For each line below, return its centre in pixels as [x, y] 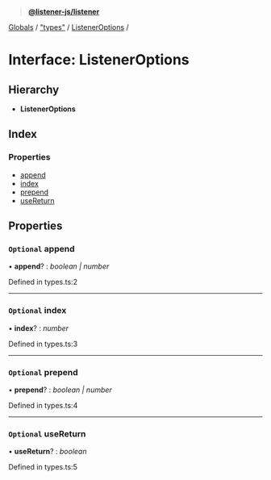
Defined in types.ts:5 [43, 467]
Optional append [42, 249]
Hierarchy [34, 89]
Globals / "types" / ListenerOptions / [69, 27]
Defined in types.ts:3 [43, 344]
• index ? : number [39, 328]
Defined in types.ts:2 [43, 282]
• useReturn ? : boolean [48, 452]
